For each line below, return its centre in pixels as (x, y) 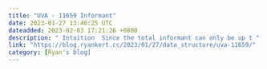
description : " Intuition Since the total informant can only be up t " (134, 38)
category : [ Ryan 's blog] (50, 52)
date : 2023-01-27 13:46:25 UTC (61, 23)
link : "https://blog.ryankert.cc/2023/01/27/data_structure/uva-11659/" (132, 45)
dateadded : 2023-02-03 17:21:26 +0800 (73, 30)
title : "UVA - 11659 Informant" (62, 15)
